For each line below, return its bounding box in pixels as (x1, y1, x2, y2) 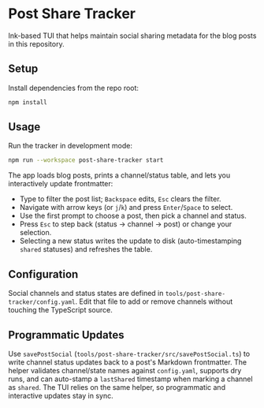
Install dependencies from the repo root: (8, 83, 139, 92)
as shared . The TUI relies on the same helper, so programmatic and (8, 382, 226, 391)
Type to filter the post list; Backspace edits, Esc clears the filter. (19, 194, 222, 204)
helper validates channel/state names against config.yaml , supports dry (8, 365, 242, 375)
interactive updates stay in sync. (8, 391, 113, 400)
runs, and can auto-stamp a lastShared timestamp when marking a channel (8, 374, 254, 384)
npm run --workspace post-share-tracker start (8, 156, 164, 164)
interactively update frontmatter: (8, 179, 113, 189)
